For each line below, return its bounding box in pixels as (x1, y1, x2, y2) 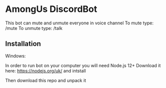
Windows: (5, 53, 26, 59)
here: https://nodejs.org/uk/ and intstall (5, 68, 86, 74)
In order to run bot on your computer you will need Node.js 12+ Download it (5, 62, 161, 68)
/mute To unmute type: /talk (5, 25, 63, 31)
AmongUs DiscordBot (5, 3, 98, 15)
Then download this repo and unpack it (5, 77, 86, 83)
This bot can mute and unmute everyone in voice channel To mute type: (5, 20, 154, 26)
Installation (5, 40, 41, 48)
